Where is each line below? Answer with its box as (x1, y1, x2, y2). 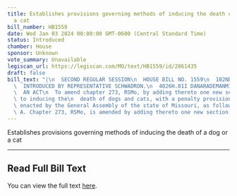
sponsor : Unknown (7, 50, 59, 57)
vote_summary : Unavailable (7, 56, 87, 63)
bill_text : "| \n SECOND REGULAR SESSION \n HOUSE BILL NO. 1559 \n (7, 75, 210, 83)
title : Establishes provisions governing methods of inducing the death (7, 10, 226, 18)
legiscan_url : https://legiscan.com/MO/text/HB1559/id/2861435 (7, 63, 197, 70)
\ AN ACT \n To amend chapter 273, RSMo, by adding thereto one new (13, 89, 222, 96)
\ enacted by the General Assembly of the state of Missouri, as (13, 102, 210, 109)
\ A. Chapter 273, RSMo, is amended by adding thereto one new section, (13, 109, 232, 116)
